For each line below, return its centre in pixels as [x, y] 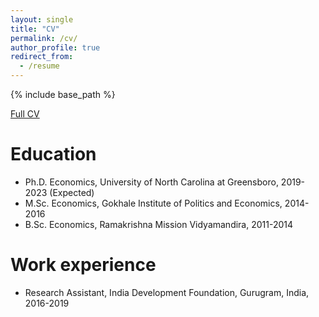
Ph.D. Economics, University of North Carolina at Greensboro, [151, 182]
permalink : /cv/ [44, 38]
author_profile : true [55, 47]
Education [53, 154]
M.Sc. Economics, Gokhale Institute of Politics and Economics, [153, 203]
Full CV [25, 114]
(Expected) [72, 192]
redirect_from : [42, 57]
